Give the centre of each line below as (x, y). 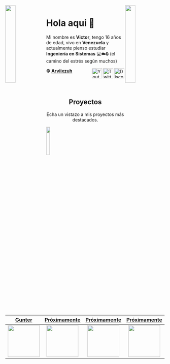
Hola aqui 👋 (71, 23)
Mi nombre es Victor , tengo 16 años (84, 37)
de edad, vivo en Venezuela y (78, 42)
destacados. (85, 119)
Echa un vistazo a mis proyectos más (85, 114)
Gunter (24, 320)
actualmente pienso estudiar (76, 48)
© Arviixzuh (59, 71)
